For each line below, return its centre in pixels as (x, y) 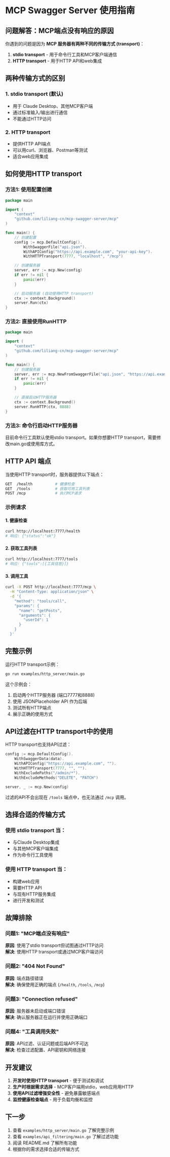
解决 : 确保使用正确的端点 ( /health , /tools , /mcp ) (55, 984)
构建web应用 (26, 881)
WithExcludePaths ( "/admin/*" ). (47, 773)
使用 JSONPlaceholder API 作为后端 (50, 701)
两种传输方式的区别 (35, 78)
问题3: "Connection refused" (41, 999)
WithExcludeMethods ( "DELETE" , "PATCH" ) (56, 778)
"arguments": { (35, 615)
